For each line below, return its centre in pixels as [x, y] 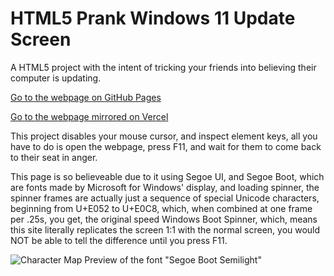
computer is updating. [56, 78]
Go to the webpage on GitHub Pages [86, 97]
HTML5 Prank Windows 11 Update [153, 18]
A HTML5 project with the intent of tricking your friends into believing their [163, 67]
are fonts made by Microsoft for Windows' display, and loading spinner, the [165, 187]
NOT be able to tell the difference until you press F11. [119, 240]
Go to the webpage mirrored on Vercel [89, 116]
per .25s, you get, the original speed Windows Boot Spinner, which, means [164, 219]
